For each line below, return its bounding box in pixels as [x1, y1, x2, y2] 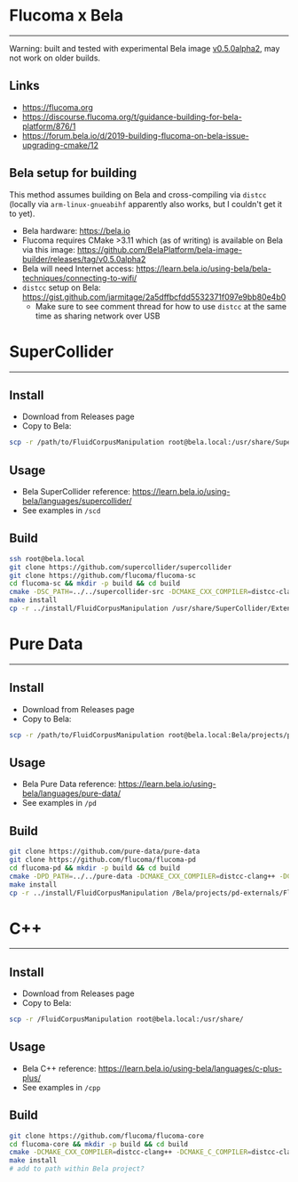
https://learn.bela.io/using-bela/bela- [136, 263, 272, 274]
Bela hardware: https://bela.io [21, 225, 130, 236]
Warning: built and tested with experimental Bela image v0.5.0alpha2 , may [9, 43, 280, 53]
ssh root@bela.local [9, 554, 86, 563]
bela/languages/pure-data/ [21, 788, 122, 799]
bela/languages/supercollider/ [21, 495, 132, 506]
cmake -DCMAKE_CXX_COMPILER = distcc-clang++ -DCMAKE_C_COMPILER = [9, 1148, 252, 1157]
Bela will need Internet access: [21, 263, 135, 274]
